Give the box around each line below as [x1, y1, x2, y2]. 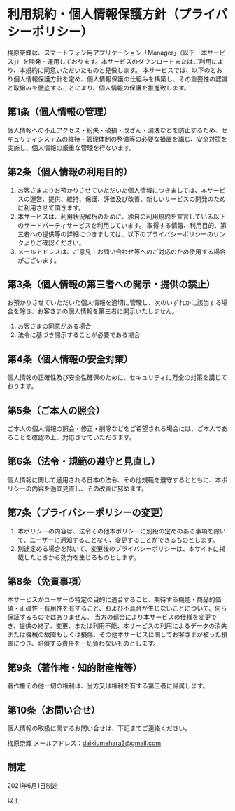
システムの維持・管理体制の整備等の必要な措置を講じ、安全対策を [37, 135, 227, 143]
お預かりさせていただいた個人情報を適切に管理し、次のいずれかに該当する [7, 299, 222, 307]
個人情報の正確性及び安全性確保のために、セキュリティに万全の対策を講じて [7, 373, 227, 382]
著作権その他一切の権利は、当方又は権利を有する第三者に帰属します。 [7, 681, 209, 690]
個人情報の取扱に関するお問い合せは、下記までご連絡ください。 [7, 724, 191, 732]
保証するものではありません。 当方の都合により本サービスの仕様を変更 [7, 613, 211, 621]
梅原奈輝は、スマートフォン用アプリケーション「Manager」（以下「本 [7, 48, 208, 57]
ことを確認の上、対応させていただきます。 [13, 433, 136, 442]
